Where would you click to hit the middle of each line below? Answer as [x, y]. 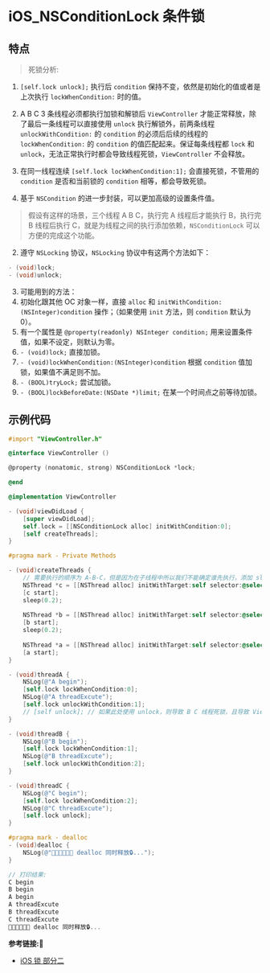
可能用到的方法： [48, 291]
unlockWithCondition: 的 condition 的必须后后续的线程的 [114, 134]
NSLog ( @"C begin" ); [55, 793]
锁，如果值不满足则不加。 [62, 372]
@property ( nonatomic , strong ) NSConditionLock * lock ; [102, 468]
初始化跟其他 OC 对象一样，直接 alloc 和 [88, 302]
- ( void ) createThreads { [50, 571]
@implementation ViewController [62, 497]
